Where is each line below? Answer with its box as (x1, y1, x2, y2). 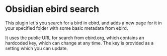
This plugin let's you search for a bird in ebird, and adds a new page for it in (5, 20, 162, 26)
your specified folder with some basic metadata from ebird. (5, 25, 128, 31)
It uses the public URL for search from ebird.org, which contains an (5, 35, 144, 41)
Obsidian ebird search (5, 3, 100, 15)
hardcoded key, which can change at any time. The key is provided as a (5, 40, 154, 46)
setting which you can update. (5, 45, 68, 51)
